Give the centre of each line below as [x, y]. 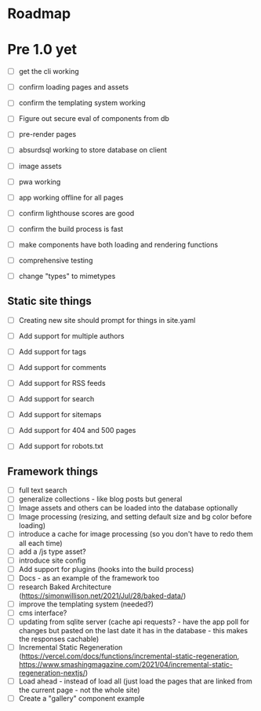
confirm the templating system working [82, 103]
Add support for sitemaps [60, 415]
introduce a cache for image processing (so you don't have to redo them [136, 534]
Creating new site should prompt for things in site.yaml [107, 320]
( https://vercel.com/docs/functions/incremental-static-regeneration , [129, 656]
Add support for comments [62, 367]
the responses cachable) [59, 639]
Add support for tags [53, 351]
